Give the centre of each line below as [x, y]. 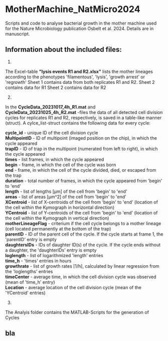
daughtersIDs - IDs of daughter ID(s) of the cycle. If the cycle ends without [83, 245]
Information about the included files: [63, 49]
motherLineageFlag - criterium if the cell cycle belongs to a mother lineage [83, 223]
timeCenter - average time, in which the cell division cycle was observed [81, 277]
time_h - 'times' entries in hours [38, 261]
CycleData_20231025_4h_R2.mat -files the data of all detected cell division [84, 112]
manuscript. [18, 34]
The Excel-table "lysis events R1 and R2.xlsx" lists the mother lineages [79, 71]
